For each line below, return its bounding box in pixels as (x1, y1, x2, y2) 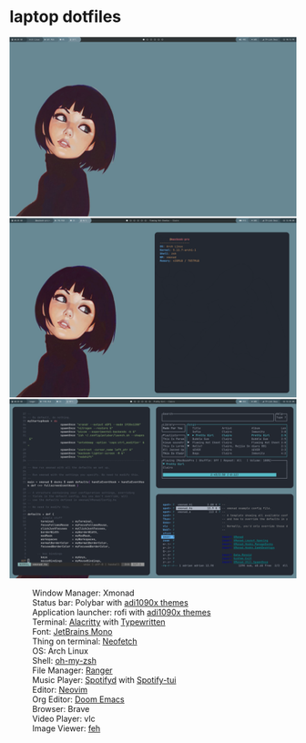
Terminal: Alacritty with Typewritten (32, 616, 166, 627)
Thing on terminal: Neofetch (32, 636, 138, 646)
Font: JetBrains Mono (32, 626, 113, 636)
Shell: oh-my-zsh (32, 655, 97, 666)
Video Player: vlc (32, 713, 96, 724)
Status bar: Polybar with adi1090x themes (32, 596, 189, 607)
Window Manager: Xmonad (32, 587, 135, 598)
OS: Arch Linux (32, 645, 89, 656)
